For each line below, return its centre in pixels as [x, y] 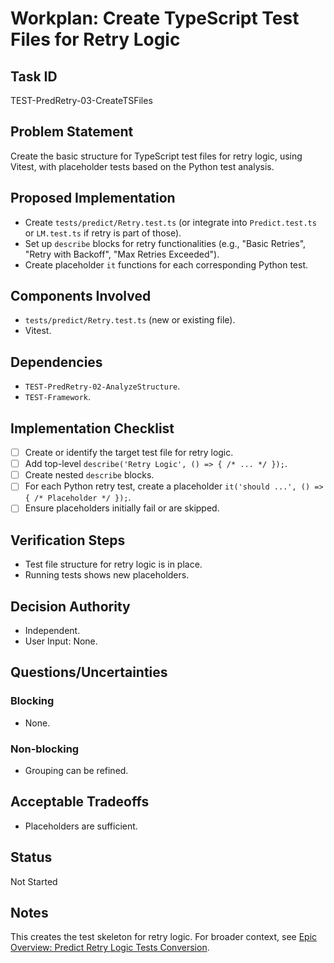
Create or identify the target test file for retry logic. [129, 453]
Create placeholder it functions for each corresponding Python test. [166, 264]
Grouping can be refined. [76, 770]
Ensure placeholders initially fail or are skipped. [122, 508]
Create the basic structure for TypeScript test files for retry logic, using [156, 156]
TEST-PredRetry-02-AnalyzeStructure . [102, 386]
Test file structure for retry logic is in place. [113, 564]
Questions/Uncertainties [89, 672]
